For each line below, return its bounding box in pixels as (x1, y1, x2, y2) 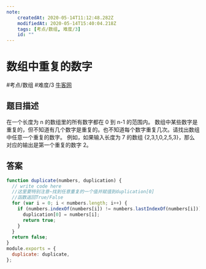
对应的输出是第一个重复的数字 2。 (6, 141, 92, 149)
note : (6, 9, 20, 15)
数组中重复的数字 (6, 60, 93, 74)
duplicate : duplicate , (12, 251, 70, 257)
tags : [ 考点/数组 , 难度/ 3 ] (17, 26, 81, 32)
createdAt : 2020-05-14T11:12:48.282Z (17, 15, 114, 21)
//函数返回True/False (12, 194, 63, 201)
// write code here (12, 183, 62, 190)
